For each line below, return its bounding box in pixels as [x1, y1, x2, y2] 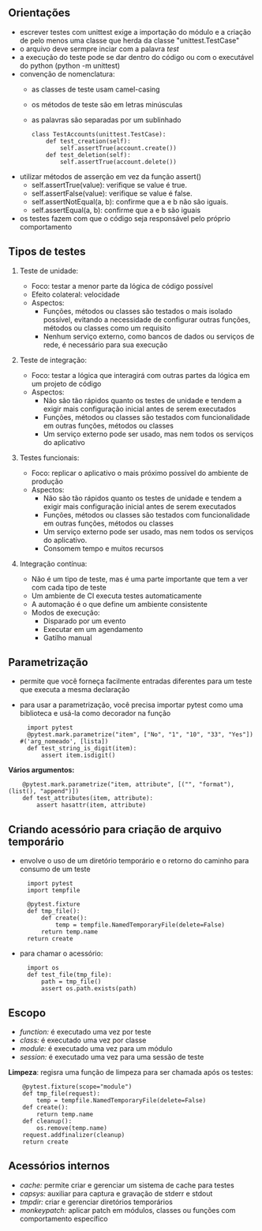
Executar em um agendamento [43, 624, 144, 634]
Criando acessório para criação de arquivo [8, 822, 223, 836]
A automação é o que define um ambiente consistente [31, 599, 208, 608]
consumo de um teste [19, 864, 91, 874]
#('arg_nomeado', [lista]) [19, 738, 109, 746]
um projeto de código [31, 379, 102, 388]
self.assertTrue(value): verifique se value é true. [31, 180, 188, 189]
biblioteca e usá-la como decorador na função [19, 709, 171, 718]
